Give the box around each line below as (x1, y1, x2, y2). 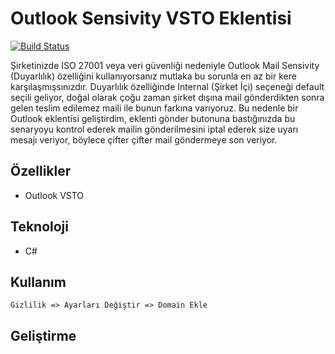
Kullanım (10, 273, 67, 291)
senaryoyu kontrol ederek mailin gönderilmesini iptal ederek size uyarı (10, 123, 299, 135)
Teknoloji (10, 218, 69, 236)
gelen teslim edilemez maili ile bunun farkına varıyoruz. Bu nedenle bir (10, 102, 299, 114)
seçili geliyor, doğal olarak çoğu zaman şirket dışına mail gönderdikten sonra (10, 91, 325, 103)
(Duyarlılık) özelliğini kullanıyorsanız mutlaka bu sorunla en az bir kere (10, 70, 297, 82)
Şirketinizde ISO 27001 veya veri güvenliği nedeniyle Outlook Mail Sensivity (10, 59, 320, 71)
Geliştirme (10, 327, 77, 344)
